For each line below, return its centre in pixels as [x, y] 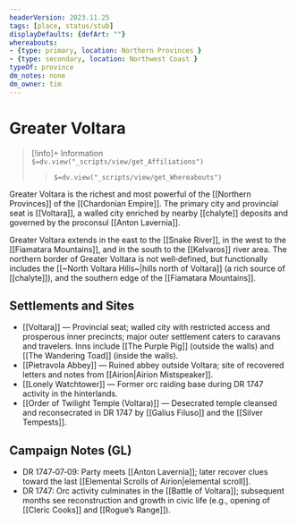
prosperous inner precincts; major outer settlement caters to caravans [151, 337]
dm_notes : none [38, 76]
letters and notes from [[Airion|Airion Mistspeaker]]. [118, 375]
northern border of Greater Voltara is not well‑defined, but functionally [139, 258]
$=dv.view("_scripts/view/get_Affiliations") [117, 162]
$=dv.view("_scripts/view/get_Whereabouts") [138, 177]
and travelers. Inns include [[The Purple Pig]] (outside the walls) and [148, 346]
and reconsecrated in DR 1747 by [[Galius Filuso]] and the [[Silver [143, 413]
